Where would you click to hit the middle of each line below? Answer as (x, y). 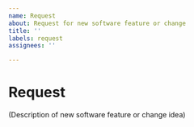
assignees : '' (32, 46)
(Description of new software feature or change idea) (97, 115)
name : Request (32, 16)
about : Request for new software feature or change (97, 23)
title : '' (25, 31)
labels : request (36, 38)
